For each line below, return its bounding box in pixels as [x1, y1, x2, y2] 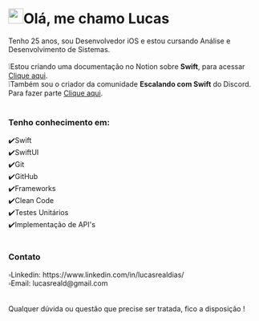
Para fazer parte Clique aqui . [8, 88, 103, 98]
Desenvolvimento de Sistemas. [8, 44, 111, 54]
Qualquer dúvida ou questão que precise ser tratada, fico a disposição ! [8, 303, 245, 313]
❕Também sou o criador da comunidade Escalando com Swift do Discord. [8, 79, 252, 88]
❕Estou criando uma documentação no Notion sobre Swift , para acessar [8, 61, 245, 71]
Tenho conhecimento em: [8, 116, 111, 128]
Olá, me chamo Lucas [23, 10, 170, 28]
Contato [8, 251, 41, 262]
